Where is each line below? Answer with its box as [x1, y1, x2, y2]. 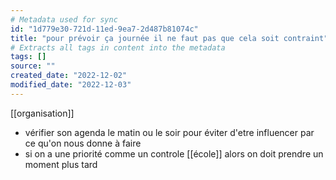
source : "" [10, 61, 56, 71]
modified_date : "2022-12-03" [10, 80, 132, 90]
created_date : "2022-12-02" [10, 71, 128, 81]
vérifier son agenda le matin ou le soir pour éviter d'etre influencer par [24, 126, 315, 138]
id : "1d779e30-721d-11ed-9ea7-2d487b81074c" [10, 24, 199, 34]
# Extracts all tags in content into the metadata [10, 42, 226, 53]
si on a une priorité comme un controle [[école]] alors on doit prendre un [24, 147, 324, 160]
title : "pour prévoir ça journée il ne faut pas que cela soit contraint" [10, 33, 329, 43]
